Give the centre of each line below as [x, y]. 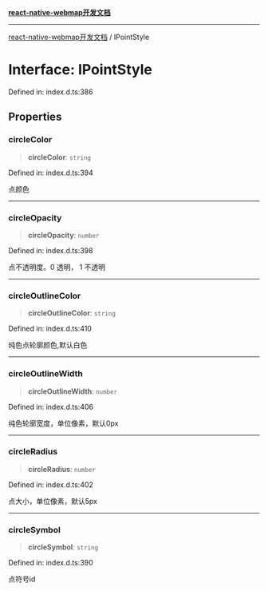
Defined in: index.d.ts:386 [51, 92]
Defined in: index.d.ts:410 [50, 329]
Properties [35, 117]
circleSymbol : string [63, 547]
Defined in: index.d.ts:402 [51, 484]
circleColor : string [59, 157]
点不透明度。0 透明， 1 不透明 [57, 267]
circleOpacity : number [63, 235]
